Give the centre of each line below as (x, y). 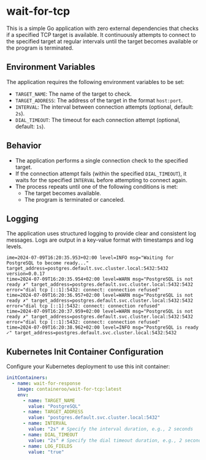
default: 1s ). (30, 126)
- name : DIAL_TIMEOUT (50, 435)
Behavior (24, 146)
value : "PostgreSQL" (55, 406)
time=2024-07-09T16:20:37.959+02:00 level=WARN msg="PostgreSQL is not (100, 312)
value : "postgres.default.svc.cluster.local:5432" (94, 418)
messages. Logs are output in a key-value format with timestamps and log (100, 240)
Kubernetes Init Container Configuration (85, 352)
